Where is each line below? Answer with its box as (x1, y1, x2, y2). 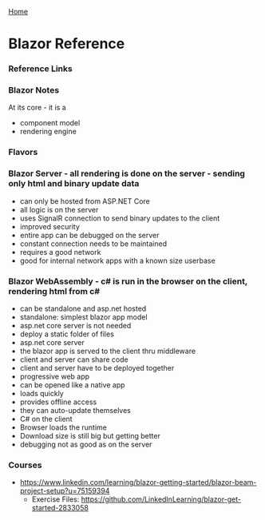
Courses (8, 459, 42, 470)
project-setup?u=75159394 (19, 486, 110, 496)
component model (19, 118, 81, 128)
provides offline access (19, 397, 97, 407)
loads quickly (19, 388, 64, 398)
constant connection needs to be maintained (19, 239, 168, 248)
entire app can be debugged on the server (19, 230, 160, 240)
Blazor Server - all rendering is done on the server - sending (8, 168, 246, 179)
